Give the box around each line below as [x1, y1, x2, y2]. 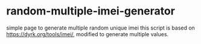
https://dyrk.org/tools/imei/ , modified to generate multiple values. [6, 30, 169, 37]
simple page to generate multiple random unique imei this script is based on [6, 24, 195, 31]
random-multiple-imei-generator [6, 4, 175, 18]
